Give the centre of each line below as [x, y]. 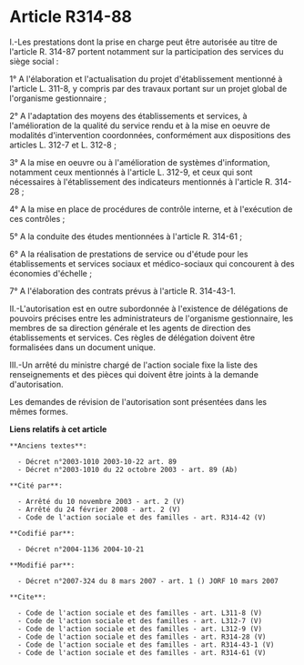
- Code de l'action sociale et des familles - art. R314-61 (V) [142, 652]
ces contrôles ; [37, 218]
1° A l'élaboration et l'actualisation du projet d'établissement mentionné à [146, 78]
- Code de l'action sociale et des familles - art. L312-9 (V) [140, 629]
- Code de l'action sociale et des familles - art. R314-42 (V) [142, 517]
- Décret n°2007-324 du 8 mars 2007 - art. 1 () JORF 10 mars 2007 [148, 581]
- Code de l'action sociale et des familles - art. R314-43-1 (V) [146, 645]
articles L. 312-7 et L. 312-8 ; [63, 145]
